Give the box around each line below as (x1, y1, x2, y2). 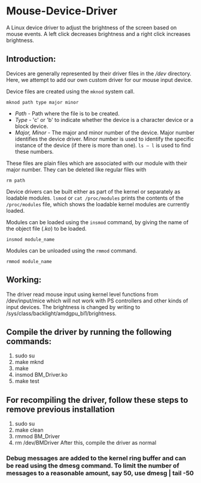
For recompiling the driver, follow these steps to (6, 395, 188, 405)
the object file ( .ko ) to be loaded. (6, 225, 87, 232)
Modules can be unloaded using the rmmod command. (6, 247, 138, 254)
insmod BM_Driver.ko (14, 371, 68, 378)
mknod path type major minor (6, 99, 79, 105)
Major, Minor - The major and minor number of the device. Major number (14, 129, 195, 136)
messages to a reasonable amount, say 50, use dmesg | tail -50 (6, 469, 194, 478)
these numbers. (14, 148, 54, 155)
